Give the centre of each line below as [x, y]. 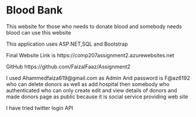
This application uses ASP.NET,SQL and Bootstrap [67, 44]
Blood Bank [34, 10]
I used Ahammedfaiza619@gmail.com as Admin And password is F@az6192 [98, 78]
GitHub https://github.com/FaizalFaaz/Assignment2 [68, 66]
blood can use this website [39, 32]
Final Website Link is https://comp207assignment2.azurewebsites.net [90, 55]
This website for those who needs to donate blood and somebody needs [94, 26]
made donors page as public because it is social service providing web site [97, 97]
